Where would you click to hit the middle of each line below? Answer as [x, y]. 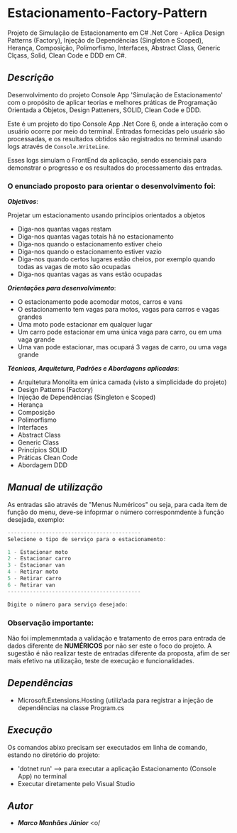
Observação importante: [51, 623]
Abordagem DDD [43, 465]
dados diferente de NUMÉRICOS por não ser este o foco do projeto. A [110, 646]
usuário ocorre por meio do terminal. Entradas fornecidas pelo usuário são [116, 131]
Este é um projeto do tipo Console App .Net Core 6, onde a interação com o [118, 124]
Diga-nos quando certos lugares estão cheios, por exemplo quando [116, 259]
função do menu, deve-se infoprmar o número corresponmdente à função [116, 512]
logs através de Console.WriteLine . [59, 146]
